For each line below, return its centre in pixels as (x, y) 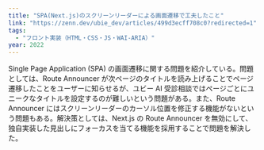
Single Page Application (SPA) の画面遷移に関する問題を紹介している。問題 (131, 69)
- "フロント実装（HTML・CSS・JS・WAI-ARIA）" (85, 38)
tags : (17, 30)
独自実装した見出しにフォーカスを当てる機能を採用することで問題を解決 (126, 129)
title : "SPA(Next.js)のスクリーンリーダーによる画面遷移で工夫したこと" (116, 15)
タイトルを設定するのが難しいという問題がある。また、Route (136, 98)
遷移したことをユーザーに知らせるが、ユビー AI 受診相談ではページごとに (128, 89)
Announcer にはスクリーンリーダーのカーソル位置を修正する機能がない (124, 109)
